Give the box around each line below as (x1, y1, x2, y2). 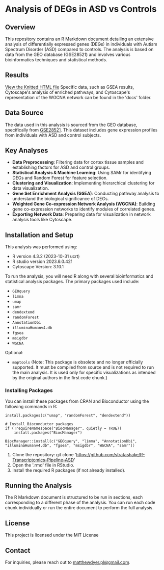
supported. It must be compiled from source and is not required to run (12, 364, 154, 370)
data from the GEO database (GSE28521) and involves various (5, 52, 131, 57)
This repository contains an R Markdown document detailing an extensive (5, 36, 154, 42)
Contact (5, 546, 30, 555)
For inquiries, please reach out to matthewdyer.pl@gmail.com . (5, 559, 131, 565)
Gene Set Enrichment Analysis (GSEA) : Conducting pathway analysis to (12, 190, 160, 197)
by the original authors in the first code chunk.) (12, 375, 108, 381)
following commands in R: (5, 403, 57, 409)
